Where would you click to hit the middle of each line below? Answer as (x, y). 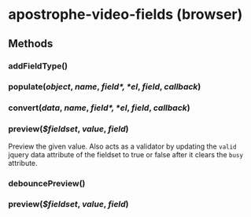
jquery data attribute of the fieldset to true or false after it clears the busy (126, 154)
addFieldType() (38, 66)
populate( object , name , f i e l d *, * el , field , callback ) (105, 86)
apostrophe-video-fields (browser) (125, 15)
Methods (31, 44)
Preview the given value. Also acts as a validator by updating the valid (123, 146)
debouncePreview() (47, 183)
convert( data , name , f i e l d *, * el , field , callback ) (99, 108)
